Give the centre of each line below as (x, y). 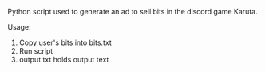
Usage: (19, 27)
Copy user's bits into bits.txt (65, 42)
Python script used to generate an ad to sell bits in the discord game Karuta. (132, 12)
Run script (36, 51)
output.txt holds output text (64, 60)
